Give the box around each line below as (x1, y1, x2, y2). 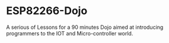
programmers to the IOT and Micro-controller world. (6, 29, 133, 37)
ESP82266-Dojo (6, 4, 88, 18)
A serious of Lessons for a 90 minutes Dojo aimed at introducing (6, 24, 164, 31)
